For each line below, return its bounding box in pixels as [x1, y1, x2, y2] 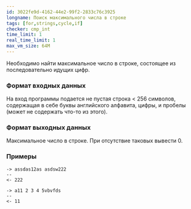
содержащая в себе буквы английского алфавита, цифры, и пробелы [6, 102, 186, 109]
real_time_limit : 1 [6, 37, 56, 43]
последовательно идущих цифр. [6, 66, 90, 73]
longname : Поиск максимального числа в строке [6, 15, 127, 21]
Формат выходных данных [6, 123, 91, 132]
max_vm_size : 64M [6, 43, 50, 49]
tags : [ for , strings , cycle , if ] [6, 20, 83, 26]
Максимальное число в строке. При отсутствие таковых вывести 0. [6, 137, 183, 144]
